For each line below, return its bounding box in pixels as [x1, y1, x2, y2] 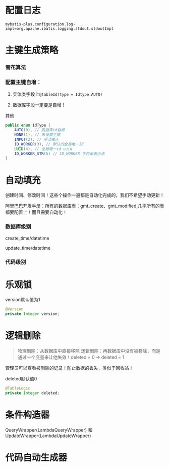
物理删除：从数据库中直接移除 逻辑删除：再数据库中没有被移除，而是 [17, 348, 160, 354]
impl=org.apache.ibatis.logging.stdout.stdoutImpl [5, 26, 114, 31]
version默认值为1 [5, 297, 40, 303]
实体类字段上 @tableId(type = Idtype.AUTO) [12, 91, 103, 97]
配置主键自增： [5, 79, 42, 86]
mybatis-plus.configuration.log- [5, 21, 76, 27]
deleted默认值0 [5, 376, 37, 382]
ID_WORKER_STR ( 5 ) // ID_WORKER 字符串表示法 [14, 151, 105, 156]
